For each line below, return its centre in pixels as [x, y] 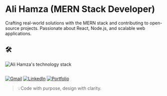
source [12, 28]
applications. [18, 33]
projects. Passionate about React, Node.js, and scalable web [83, 28]
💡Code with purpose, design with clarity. [59, 89]
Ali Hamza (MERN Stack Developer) [80, 9]
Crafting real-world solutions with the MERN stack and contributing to [77, 23]
